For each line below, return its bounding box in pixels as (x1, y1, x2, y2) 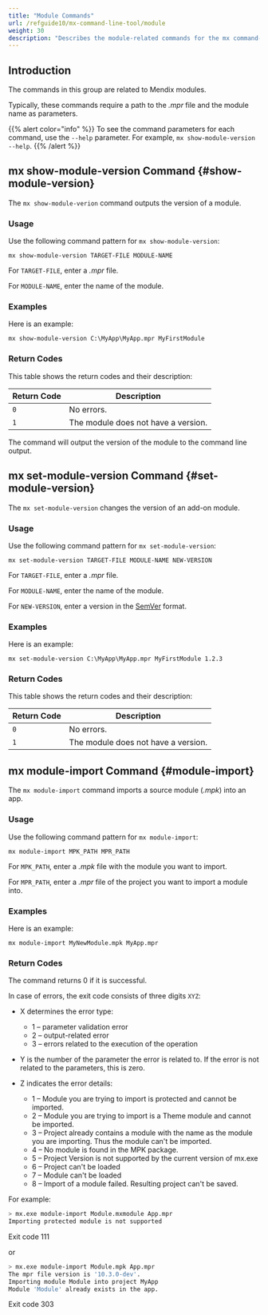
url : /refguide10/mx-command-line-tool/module (8, 19, 166, 27)
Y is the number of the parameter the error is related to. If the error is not (19, 1054, 259, 1064)
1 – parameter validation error (31, 1022, 128, 1032)
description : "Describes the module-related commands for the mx (8, 34, 230, 42)
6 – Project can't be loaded (31, 1162, 121, 1172)
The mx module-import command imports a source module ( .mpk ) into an (8, 785, 246, 795)
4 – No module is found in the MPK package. (31, 1145, 179, 1155)
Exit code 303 (8, 1300, 54, 1309)
